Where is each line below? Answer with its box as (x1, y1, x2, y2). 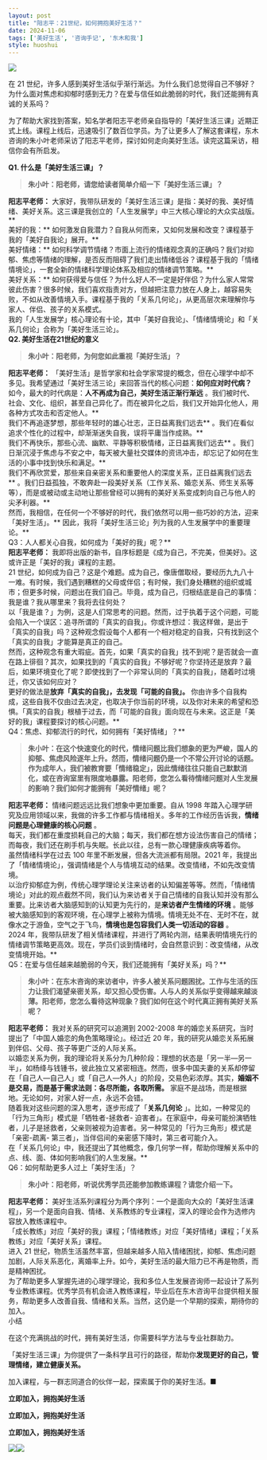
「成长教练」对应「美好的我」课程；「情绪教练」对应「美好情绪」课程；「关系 (8, 1227, 259, 1236)
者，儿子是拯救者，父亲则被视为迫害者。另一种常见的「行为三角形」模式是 (8, 1123, 252, 1133)
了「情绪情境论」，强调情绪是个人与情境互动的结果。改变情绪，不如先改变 (8, 860, 249, 870)
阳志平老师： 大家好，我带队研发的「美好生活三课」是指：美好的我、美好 (8, 197, 247, 206)
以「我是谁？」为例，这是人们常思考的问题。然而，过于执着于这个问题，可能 (8, 607, 259, 617)
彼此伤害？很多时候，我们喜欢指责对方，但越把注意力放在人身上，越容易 (8, 284, 245, 295)
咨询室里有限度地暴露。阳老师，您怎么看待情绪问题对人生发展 (55, 773, 258, 783)
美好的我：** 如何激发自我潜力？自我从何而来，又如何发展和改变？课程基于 (8, 225, 254, 235)
